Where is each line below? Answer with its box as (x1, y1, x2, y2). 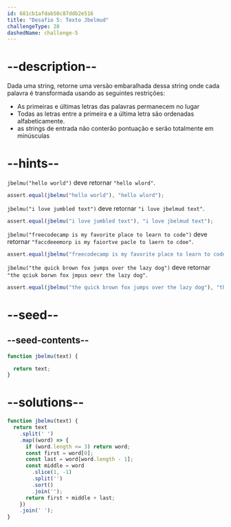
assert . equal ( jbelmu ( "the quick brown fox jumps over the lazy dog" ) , (7, 284, 214, 291)
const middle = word (25, 462, 85, 469)
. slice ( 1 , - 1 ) (32, 469, 72, 476)
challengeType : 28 (7, 23, 60, 30)
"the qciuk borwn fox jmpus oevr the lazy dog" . (7, 270, 148, 279)
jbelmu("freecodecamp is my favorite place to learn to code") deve (7, 230, 208, 238)
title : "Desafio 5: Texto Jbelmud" (7, 17, 109, 23)
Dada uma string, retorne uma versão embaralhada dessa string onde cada (7, 82, 220, 90)
